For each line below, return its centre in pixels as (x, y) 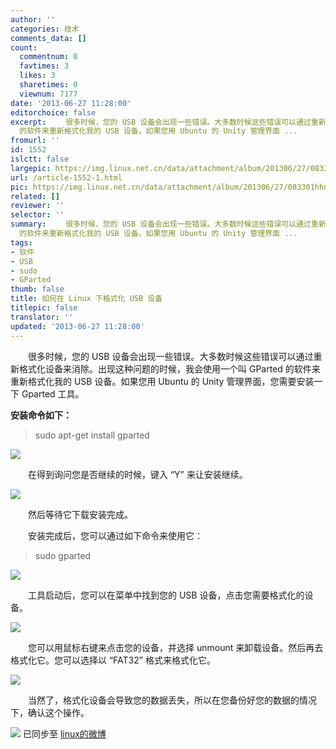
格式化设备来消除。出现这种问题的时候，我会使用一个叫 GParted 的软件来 (169, 368)
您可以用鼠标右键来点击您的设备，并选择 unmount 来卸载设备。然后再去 (175, 647)
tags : (21, 242)
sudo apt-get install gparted (92, 435)
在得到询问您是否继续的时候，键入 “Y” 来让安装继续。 (137, 474)
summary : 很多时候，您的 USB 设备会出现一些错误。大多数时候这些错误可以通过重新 (168, 224)
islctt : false (40, 159)
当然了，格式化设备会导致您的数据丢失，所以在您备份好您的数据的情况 (172, 700)
